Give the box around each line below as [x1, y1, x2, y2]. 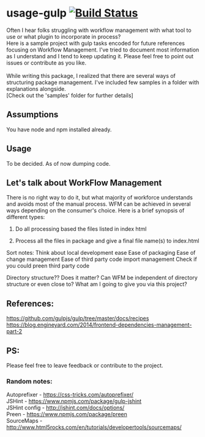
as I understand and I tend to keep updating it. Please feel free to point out [6, 52, 194, 60]
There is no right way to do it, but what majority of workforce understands [6, 194, 193, 201]
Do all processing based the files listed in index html [15, 225, 147, 233]
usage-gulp [6, 6, 67, 20]
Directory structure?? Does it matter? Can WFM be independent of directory [6, 274, 198, 282]
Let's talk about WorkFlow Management [6, 177, 162, 188]
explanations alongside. [6, 85, 66, 92]
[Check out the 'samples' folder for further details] [6, 91, 133, 99]
